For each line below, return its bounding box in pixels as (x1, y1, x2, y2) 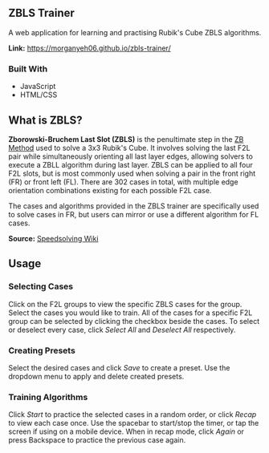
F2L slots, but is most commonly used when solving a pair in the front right (8, 168, 256, 178)
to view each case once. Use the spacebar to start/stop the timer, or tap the (8, 419, 259, 428)
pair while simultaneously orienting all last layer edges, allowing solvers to (8, 152, 253, 161)
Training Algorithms (8, 391, 88, 402)
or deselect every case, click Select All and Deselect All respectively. (8, 325, 236, 334)
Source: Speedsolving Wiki (8, 233, 99, 243)
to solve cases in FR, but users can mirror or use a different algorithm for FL (8, 209, 259, 219)
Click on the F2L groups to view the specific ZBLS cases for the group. (8, 299, 243, 309)
